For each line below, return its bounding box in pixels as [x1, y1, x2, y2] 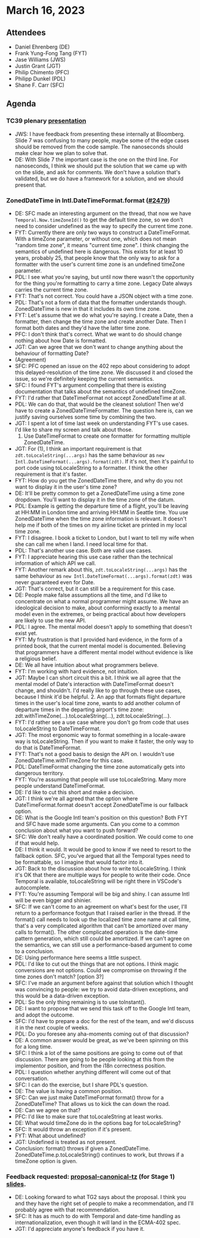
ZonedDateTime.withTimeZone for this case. [14, 757, 124, 764]
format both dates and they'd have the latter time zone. [14, 324, 150, 331]
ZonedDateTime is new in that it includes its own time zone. [14, 305, 161, 312]
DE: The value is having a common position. [14, 1087, 123, 1094]
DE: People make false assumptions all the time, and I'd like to [14, 591, 167, 599]
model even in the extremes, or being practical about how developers [14, 610, 186, 617]
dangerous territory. [14, 769, 64, 776]
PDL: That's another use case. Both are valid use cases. [14, 547, 153, 554]
